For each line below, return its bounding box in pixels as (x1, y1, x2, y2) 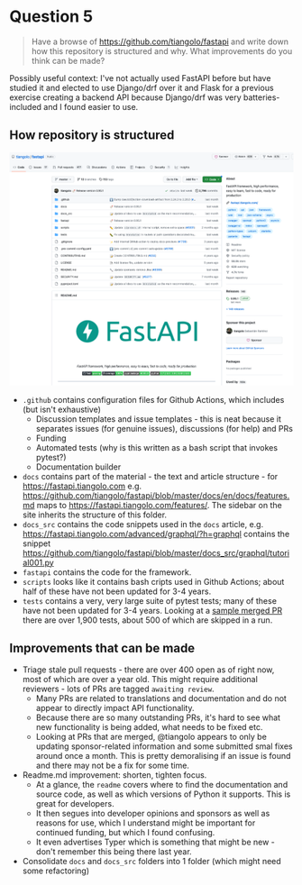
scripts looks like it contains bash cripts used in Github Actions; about (22, 576, 285, 587)
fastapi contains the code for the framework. (22, 566, 192, 578)
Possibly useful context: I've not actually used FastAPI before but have (9, 72, 271, 83)
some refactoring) (22, 865, 90, 876)
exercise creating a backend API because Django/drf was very (9, 92, 242, 103)
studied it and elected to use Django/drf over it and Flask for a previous (9, 82, 274, 93)
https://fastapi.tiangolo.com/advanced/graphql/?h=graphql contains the (22, 528, 290, 539)
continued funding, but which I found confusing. (35, 827, 215, 838)
